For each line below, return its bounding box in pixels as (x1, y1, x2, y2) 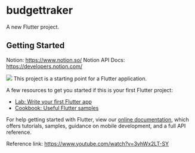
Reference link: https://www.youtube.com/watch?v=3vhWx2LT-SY (6, 140, 169, 147)
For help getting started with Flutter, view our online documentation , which (6, 115, 190, 123)
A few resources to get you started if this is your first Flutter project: (6, 86, 173, 93)
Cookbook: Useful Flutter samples (14, 104, 99, 111)
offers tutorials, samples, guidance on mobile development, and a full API (6, 122, 186, 129)
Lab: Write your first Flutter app (14, 98, 92, 105)
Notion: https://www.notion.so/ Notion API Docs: (6, 56, 125, 63)
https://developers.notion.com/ (6, 63, 82, 70)
